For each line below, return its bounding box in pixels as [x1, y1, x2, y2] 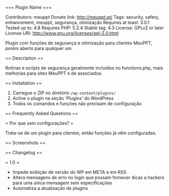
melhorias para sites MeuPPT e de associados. [5, 70, 103, 76]
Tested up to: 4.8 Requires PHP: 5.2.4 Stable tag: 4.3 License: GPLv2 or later [5, 25, 164, 31]
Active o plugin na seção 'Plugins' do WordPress [12, 95, 114, 101]
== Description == [5, 55, 44, 61]
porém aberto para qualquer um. [5, 45, 73, 51]
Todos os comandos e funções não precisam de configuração [12, 101, 142, 107]
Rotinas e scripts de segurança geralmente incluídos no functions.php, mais [5, 65, 163, 71]
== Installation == [5, 80, 42, 86]
